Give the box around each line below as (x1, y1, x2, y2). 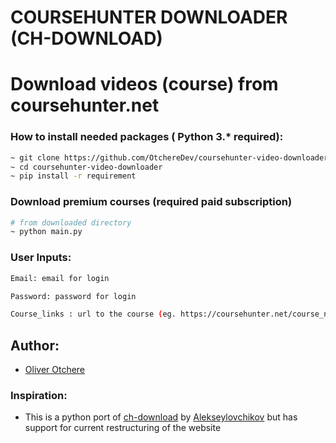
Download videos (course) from (10, 73, 279, 96)
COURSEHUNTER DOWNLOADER (10, 6, 288, 29)
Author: (10, 337, 60, 354)
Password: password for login (10, 291, 137, 301)
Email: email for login (10, 273, 110, 283)
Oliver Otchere (24, 364, 86, 376)
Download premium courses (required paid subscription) (10, 195, 293, 209)
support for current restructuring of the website (24, 422, 222, 434)
